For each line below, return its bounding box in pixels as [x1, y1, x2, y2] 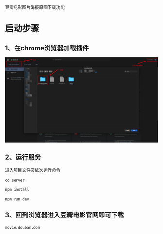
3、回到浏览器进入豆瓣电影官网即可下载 [5, 211, 124, 219]
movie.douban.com [5, 225, 40, 230]
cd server [5, 178, 25, 183]
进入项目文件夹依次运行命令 [5, 167, 61, 173]
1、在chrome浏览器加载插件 [5, 44, 89, 52]
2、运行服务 [5, 153, 41, 162]
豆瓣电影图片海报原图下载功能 [5, 4, 65, 10]
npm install [5, 187, 29, 192]
